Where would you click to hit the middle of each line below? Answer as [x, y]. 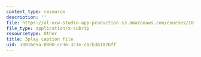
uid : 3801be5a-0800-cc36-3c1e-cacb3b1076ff [61, 45]
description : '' [26, 17]
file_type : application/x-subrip [48, 28]
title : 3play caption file [40, 39]
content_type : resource [36, 12]
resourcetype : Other [32, 34]
